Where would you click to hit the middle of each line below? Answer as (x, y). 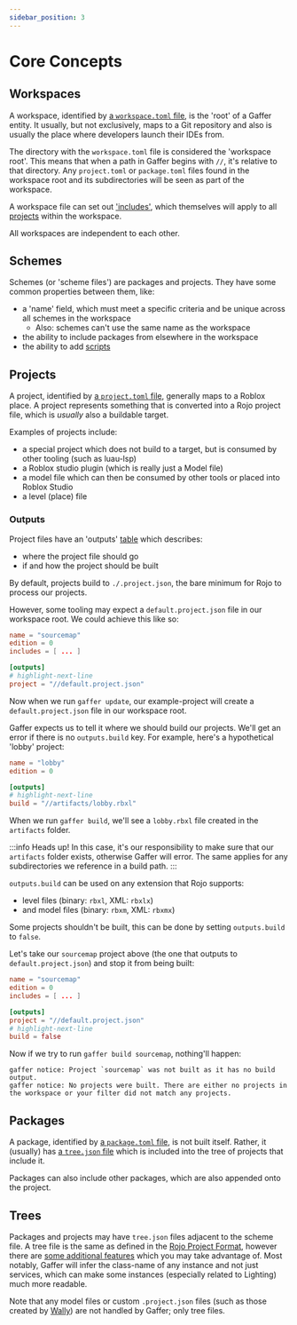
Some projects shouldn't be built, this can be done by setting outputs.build (147, 927)
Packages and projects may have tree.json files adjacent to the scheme (141, 1236)
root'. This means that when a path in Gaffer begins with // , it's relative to (143, 161)
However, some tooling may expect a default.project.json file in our (136, 609)
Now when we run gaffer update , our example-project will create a (132, 701)
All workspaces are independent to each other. (94, 233)
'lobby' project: (37, 746)
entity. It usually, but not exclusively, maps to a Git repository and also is (141, 124)
